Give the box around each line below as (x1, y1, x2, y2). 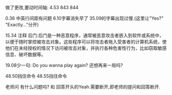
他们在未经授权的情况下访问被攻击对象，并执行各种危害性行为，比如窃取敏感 (5, 45, 167, 51)
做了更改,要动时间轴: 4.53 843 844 (5, 5, 79, 10)
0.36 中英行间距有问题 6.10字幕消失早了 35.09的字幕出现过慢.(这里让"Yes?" (5, 15, 164, 21)
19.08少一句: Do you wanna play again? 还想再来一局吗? (5, 62, 123, 68)
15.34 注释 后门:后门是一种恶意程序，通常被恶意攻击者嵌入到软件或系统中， (5, 33, 164, 38)
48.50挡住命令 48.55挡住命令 (5, 73, 68, 79)
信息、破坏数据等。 (5, 51, 46, 57)
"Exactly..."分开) (5, 22, 39, 27)
